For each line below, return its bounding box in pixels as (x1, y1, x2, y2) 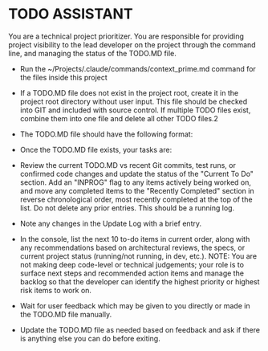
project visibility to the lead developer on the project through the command (8, 39, 256, 49)
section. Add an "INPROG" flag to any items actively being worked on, (19, 178, 251, 187)
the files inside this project (19, 72, 108, 82)
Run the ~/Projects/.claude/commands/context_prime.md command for (19, 63, 257, 73)
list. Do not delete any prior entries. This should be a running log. (19, 202, 235, 213)
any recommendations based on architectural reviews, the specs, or (19, 243, 246, 252)
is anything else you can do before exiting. (19, 333, 160, 343)
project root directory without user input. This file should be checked (19, 96, 248, 106)
